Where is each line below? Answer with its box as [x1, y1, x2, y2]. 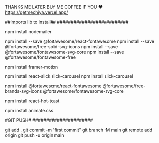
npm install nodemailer [5, 29, 52, 34]
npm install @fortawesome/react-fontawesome [5, 83, 102, 89]
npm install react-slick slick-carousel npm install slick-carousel [5, 73, 133, 79]
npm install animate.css [5, 108, 53, 113]
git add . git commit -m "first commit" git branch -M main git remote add [5, 127, 153, 133]
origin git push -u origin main [5, 132, 64, 138]
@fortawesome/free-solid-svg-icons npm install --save [5, 44, 118, 49]
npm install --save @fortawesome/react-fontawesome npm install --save [5, 38, 155, 44]
